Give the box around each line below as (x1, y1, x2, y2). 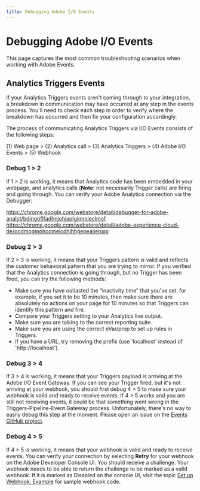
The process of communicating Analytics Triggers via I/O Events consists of (6, 125, 193, 132)
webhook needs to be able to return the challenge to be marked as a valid (6, 465, 188, 472)
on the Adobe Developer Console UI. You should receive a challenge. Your (6, 459, 189, 466)
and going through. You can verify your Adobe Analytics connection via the (6, 190, 192, 198)
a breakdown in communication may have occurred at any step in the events (6, 100, 194, 108)
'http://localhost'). (14, 344, 60, 351)
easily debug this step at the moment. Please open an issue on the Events (6, 411, 188, 418)
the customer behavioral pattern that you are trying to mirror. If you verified (6, 262, 191, 270)
